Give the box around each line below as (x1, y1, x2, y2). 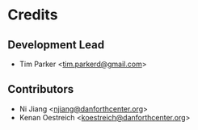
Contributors (7, 82, 74, 96)
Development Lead (7, 38, 105, 52)
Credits (7, 6, 58, 24)
